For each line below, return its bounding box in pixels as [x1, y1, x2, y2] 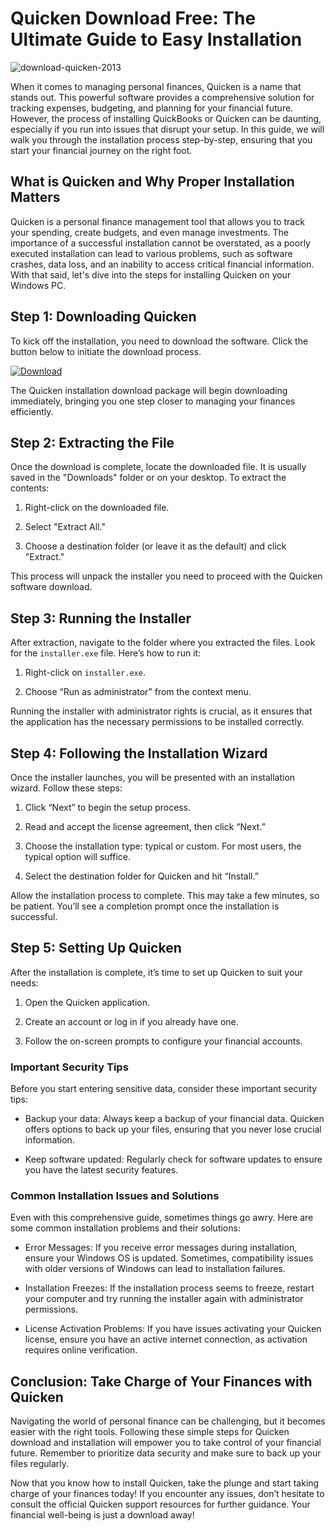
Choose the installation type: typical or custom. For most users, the [24, 840, 302, 852]
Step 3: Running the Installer [10, 610, 192, 627]
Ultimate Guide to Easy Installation [10, 28, 303, 51]
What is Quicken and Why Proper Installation [10, 173, 295, 191]
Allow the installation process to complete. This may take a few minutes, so [10, 890, 320, 901]
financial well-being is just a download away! [10, 1509, 195, 1521]
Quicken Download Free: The [10, 7, 257, 30]
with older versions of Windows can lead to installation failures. [24, 1263, 286, 1275]
